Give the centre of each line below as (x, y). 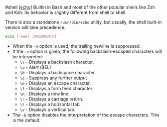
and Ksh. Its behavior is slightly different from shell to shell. (66, 12)
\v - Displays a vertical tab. (48, 110)
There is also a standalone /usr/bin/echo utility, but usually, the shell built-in (83, 22)
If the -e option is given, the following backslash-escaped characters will (87, 51)
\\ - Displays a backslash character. (57, 62)
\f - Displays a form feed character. (57, 88)
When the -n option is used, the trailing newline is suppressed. (77, 46)
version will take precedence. (35, 27)
